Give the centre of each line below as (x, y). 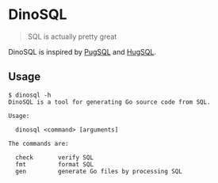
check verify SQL (54, 157)
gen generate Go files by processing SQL (99, 171)
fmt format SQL (54, 164)
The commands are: (38, 143)
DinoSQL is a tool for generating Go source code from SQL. (110, 102)
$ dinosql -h (30, 95)
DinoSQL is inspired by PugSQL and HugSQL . (82, 51)
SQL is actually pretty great (72, 36)
